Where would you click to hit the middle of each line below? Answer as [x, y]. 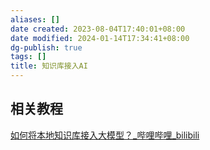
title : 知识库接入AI [49, 66]
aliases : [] [35, 19]
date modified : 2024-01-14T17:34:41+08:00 [100, 38]
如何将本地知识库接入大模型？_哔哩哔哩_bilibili [105, 135]
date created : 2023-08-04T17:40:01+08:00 [98, 29]
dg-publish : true [46, 47]
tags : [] [28, 57]
